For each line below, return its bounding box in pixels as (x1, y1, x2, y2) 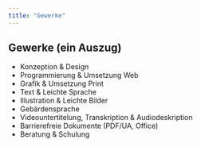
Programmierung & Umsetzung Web (19, 71, 139, 80)
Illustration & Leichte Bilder (19, 96, 108, 106)
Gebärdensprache (19, 104, 80, 114)
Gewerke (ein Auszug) (8, 41, 122, 55)
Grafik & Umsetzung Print (19, 79, 104, 88)
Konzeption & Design (19, 62, 89, 72)
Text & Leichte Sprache (19, 87, 97, 97)
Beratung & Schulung (19, 130, 90, 139)
